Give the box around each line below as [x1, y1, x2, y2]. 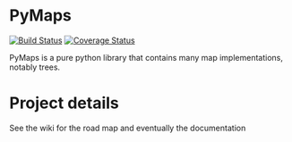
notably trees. [9, 62, 61, 72]
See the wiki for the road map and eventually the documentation [9, 122, 246, 133]
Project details [9, 93, 119, 113]
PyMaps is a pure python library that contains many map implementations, [9, 52, 284, 63]
